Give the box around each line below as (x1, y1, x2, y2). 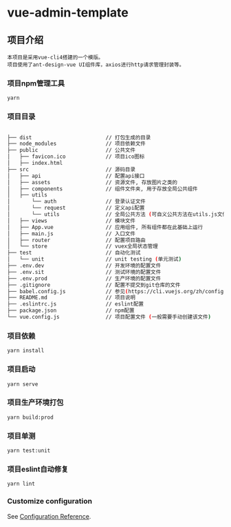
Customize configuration (7, 497, 93, 506)
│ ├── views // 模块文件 (7, 217, 136, 224)
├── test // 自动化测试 (7, 250, 141, 257)
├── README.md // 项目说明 (7, 295, 136, 301)
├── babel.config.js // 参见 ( (7, 288, 129, 295)
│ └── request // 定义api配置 (7, 205, 145, 212)
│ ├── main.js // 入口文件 (7, 230, 136, 237)
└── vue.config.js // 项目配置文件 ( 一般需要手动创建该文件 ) (7, 314, 212, 321)
